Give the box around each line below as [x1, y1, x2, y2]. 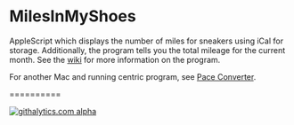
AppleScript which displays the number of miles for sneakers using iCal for [9, 35, 283, 46]
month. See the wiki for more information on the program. [9, 54, 221, 65]
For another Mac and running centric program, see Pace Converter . [9, 71, 257, 82]
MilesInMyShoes [9, 6, 136, 27]
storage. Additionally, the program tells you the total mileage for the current [9, 44, 286, 55]
